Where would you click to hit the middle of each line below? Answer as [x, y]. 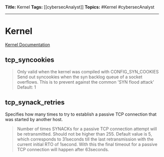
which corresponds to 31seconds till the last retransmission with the [85, 139]
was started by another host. [34, 119]
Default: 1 [27, 87]
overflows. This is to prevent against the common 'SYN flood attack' [86, 82]
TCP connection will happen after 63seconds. [63, 149]
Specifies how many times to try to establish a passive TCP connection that [81, 114]
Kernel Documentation [28, 44]
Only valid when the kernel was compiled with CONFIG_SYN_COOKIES [88, 71]
